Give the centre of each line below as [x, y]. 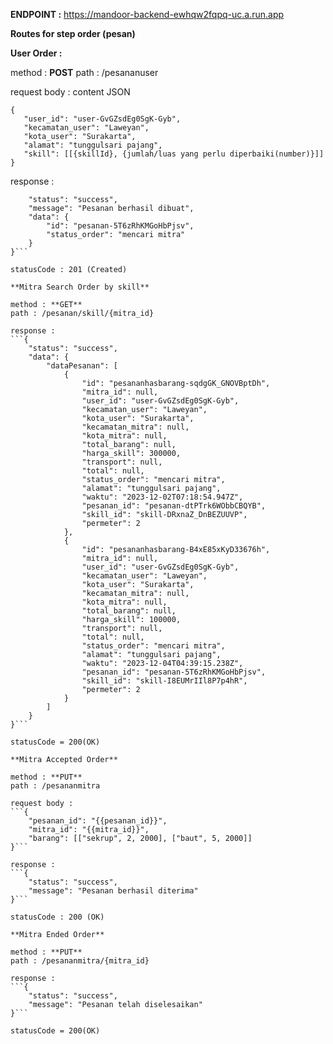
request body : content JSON [70, 92]
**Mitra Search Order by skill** [80, 287]
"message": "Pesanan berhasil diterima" [113, 891]
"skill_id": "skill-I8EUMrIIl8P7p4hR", [164, 681]
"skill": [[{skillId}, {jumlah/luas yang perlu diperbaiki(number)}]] [174, 154]
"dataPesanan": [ [82, 366]
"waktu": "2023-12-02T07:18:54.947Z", [162, 497]
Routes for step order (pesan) [73, 33]
